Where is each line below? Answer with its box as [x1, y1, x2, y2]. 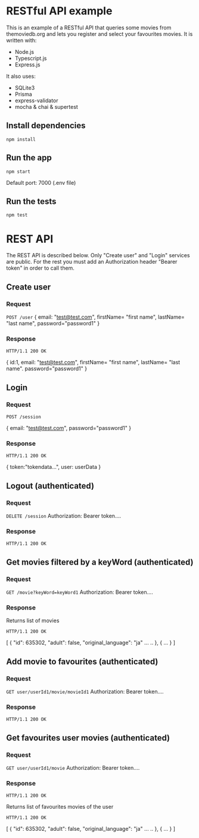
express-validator [14, 97, 58, 104]
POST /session [6, 414, 42, 420]
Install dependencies [6, 121, 86, 131]
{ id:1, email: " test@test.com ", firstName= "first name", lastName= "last [6, 359, 181, 366]
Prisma [14, 90, 33, 97]
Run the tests [6, 196, 57, 206]
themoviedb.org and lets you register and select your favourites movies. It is [6, 30, 193, 37]
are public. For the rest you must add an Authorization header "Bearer [6, 258, 178, 266]
